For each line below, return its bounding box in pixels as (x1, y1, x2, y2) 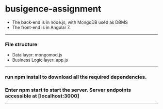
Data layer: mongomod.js (12, 52, 63, 58)
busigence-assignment (5, 3, 101, 14)
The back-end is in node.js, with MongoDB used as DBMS (12, 19, 128, 25)
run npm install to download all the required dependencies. (5, 74, 147, 81)
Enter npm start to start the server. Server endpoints (5, 87, 131, 94)
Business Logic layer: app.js (12, 57, 68, 63)
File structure (5, 41, 37, 48)
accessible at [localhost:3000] (5, 93, 80, 99)
